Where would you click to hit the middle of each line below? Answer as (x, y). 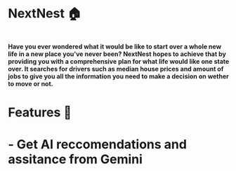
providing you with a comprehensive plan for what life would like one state (119, 62)
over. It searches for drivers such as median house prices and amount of (116, 69)
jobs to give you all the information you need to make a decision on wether (118, 76)
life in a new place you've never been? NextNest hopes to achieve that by (117, 54)
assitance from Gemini (76, 159)
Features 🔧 (40, 112)
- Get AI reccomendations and (97, 144)
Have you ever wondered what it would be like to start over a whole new (115, 47)
